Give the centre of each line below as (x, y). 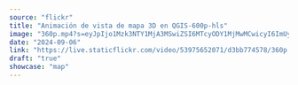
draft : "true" (35, 58)
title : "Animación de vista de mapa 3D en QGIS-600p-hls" (118, 26)
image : (21, 34)
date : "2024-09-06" (45, 42)
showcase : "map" (39, 67)
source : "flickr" (41, 17)
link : (19, 50)
